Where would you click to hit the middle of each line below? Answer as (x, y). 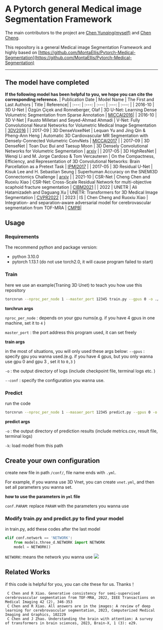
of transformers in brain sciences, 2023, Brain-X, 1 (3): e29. (71, 623)
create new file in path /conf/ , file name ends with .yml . (61, 472)
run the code (18, 403)
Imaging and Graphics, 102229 (36, 615)
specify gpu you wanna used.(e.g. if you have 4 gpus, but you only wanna (79, 356)
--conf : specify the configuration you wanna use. (55, 380)
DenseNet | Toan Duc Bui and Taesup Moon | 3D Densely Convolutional (76, 146)
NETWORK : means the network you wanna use (49, 557)
